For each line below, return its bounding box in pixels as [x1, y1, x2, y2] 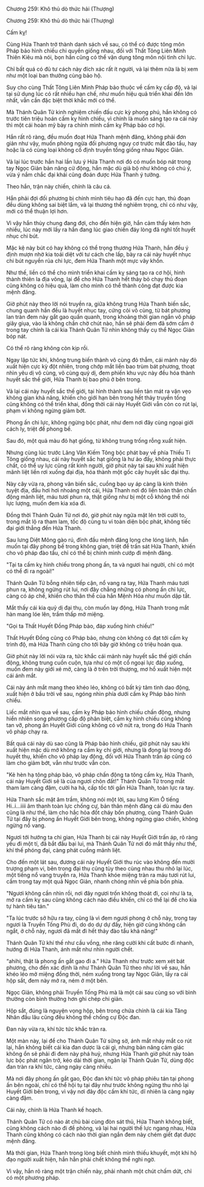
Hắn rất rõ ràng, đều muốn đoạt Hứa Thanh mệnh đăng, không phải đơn [6, 134, 187, 140]
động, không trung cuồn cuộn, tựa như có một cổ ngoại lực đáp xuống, [6, 659, 185, 666]
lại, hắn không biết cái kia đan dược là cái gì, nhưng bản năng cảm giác [6, 1044, 185, 1051]
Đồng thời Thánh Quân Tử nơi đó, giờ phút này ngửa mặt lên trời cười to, [6, 512, 186, 518]
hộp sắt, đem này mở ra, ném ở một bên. [6, 977, 108, 984]
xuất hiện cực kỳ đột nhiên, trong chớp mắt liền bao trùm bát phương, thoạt [6, 363, 195, 370]
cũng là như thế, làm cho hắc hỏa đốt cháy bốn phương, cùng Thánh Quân [6, 809, 193, 816]
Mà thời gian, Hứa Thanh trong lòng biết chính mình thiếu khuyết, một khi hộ [6, 1149, 197, 1157]
